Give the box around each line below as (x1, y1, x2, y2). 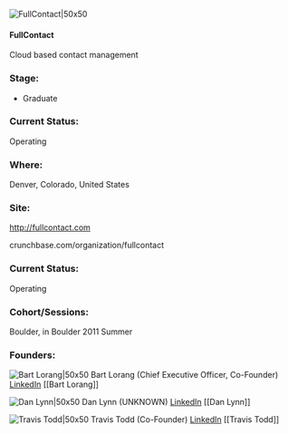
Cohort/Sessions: (9, 305, 89, 318)
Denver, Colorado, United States (9, 179, 130, 190)
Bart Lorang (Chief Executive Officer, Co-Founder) (90, 370, 279, 381)
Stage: (9, 72, 39, 85)
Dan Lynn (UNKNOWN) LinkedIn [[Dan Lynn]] (82, 397, 251, 408)
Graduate (22, 92, 58, 103)
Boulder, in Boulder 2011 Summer (9, 326, 133, 337)
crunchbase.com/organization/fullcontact (9, 240, 165, 251)
